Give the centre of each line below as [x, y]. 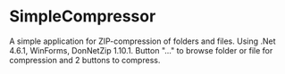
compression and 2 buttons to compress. [85, 60]
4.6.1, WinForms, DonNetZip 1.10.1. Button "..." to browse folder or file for [141, 50]
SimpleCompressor [83, 16]
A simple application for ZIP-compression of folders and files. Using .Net [142, 41]
